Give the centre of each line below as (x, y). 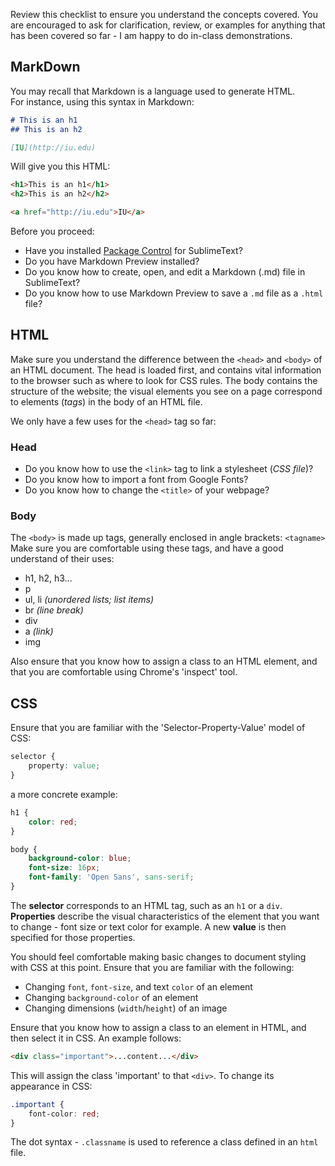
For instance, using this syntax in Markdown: (102, 101)
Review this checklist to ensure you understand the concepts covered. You (164, 14)
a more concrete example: (64, 794)
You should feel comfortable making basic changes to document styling (158, 956)
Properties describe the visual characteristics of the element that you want (165, 916)
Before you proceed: (52, 231)
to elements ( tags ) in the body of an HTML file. (106, 401)
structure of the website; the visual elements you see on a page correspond (166, 391)
